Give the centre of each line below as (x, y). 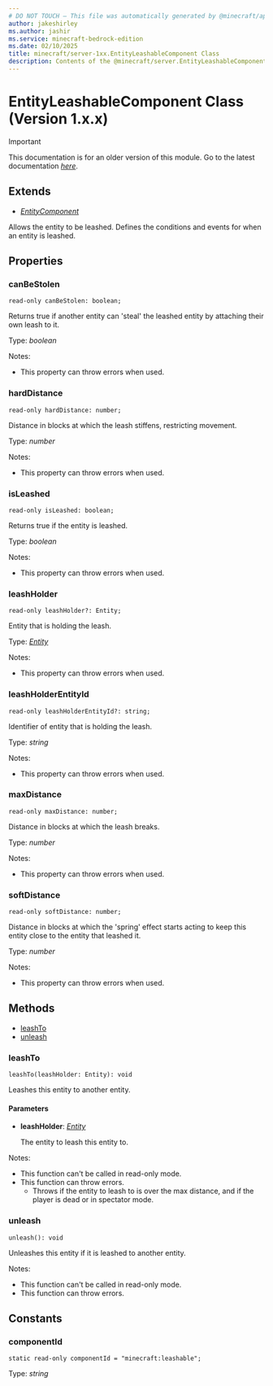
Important (25, 141)
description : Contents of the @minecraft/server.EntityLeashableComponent (138, 62)
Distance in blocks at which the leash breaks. (84, 826)
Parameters (28, 1108)
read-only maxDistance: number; (63, 811)
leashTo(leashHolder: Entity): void (70, 1075)
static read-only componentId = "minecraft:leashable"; (105, 1359)
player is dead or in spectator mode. (93, 1200)
